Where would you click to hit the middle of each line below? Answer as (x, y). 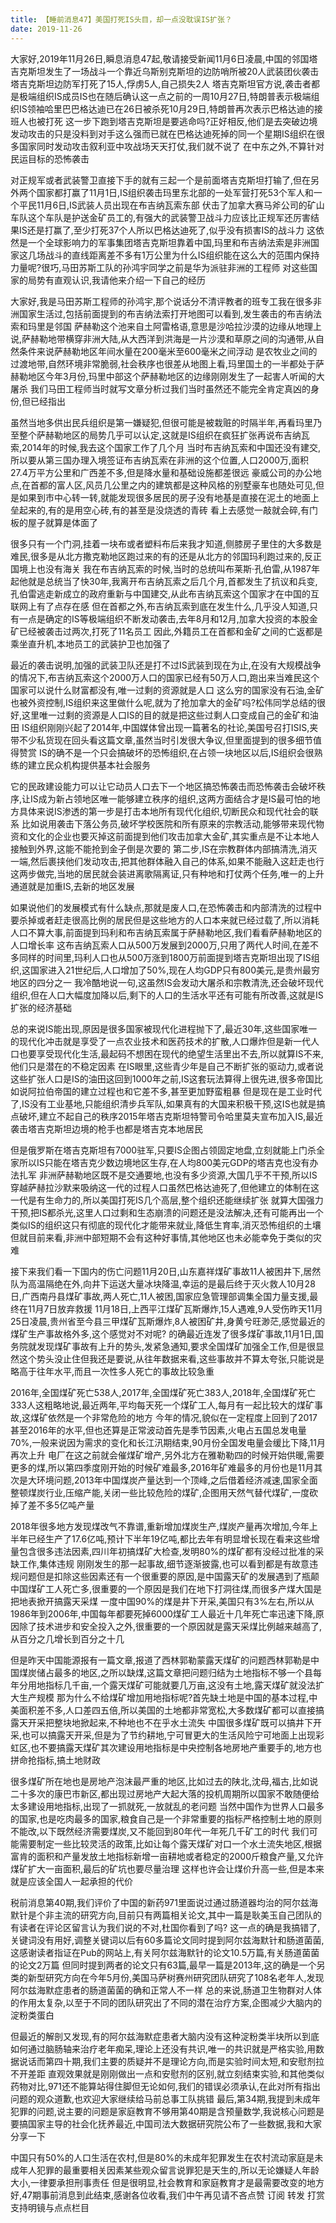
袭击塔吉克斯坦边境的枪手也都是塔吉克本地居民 (106, 1128)
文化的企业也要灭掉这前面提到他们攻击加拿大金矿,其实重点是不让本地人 (173, 836)
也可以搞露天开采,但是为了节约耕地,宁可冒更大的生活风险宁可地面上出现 (169, 1735)
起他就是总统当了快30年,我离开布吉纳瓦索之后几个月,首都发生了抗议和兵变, (164, 581)
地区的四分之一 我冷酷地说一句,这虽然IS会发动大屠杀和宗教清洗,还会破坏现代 (167, 982)
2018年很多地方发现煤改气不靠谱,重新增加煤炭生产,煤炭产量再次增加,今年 (160, 1526)
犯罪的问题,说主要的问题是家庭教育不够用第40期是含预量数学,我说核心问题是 (167, 2111)
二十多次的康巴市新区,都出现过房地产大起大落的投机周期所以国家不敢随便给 (165, 1793)
